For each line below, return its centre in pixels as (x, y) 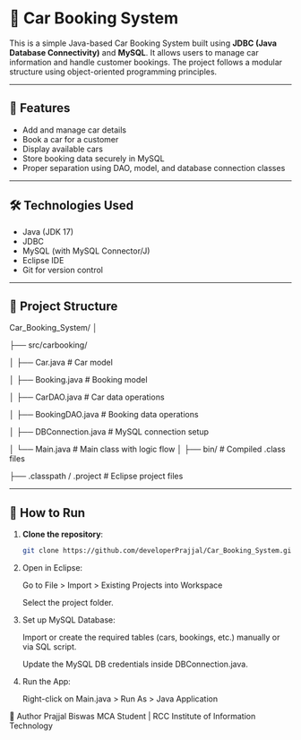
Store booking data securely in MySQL (93, 158)
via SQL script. (49, 647)
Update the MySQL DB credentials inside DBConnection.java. (135, 664)
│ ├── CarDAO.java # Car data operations (87, 397)
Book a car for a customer (70, 139)
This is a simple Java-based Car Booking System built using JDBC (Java (143, 43)
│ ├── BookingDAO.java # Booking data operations (104, 415)
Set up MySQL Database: (69, 620)
